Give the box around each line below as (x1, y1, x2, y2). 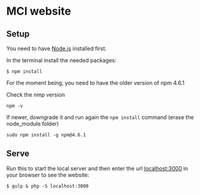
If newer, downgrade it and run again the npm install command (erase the (6, 114, 194, 120)
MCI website (6, 4, 72, 18)
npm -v (6, 103, 23, 109)
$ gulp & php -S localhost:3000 (6, 183, 89, 189)
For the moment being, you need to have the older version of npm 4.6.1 (6, 79, 185, 86)
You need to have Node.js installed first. (6, 45, 107, 52)
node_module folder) (6, 120, 59, 127)
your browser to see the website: (6, 171, 90, 178)
